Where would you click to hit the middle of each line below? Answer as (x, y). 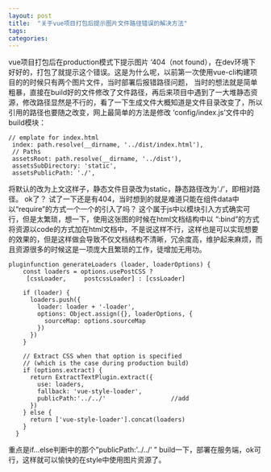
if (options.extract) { (63, 371)
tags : (17, 31)
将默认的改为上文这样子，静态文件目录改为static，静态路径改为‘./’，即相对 (131, 189)
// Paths (27, 152)
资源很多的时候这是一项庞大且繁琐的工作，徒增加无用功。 (110, 250)
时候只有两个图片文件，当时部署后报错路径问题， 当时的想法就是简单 (144, 82)
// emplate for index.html (54, 138)
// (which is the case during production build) (106, 363)
